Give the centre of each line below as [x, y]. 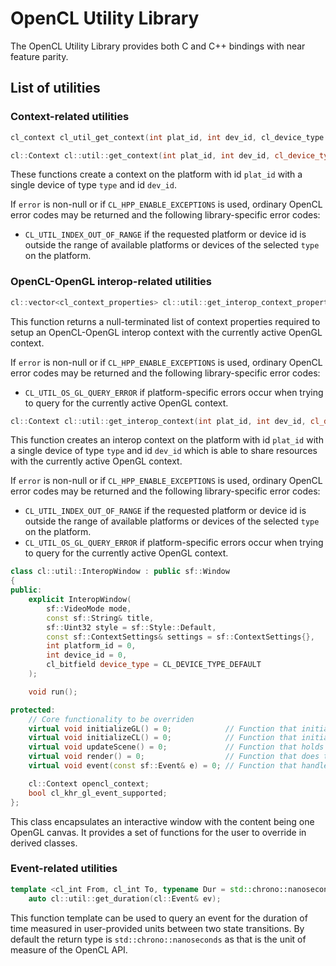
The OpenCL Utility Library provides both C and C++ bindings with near [158, 46]
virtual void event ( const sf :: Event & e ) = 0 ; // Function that [163, 766]
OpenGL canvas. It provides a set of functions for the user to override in [158, 832]
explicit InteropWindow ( [80, 600]
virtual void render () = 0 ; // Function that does [174, 757]
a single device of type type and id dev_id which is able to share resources [164, 451]
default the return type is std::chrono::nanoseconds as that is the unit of [158, 939]
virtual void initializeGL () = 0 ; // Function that [163, 728]
